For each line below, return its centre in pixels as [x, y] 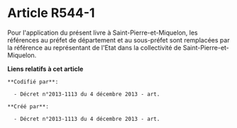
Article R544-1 [51, 13]
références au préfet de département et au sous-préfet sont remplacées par [118, 40]
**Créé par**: [28, 106]
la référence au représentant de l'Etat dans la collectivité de [94, 47]
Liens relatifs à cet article [45, 69]
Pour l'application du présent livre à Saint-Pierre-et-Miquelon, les [103, 33]
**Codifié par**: [33, 82]
